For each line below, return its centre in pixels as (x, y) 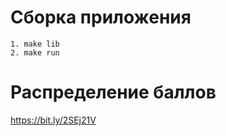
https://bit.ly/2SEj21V (53, 120)
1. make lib (35, 44)
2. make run (35, 52)
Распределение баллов (113, 92)
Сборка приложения (101, 17)
